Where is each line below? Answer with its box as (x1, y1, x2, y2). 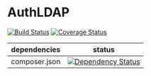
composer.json (11, 56, 61, 66)
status (93, 44, 116, 54)
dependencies (11, 44, 61, 54)
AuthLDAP (7, 4, 70, 21)
